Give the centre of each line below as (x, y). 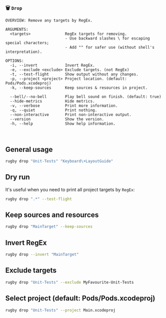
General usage (29, 150)
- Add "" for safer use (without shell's (110, 48)
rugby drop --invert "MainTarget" (42, 255)
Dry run (18, 177)
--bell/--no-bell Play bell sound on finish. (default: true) (86, 97)
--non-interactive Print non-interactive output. (71, 115)
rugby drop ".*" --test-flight (39, 199)
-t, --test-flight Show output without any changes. (74, 74)
